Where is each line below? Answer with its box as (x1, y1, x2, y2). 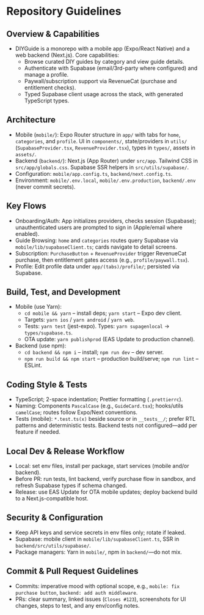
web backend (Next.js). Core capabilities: (15, 51, 120, 59)
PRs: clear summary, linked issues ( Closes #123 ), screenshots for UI (15, 595, 186, 603)
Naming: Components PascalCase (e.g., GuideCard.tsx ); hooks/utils (15, 402, 183, 410)
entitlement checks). (24, 84, 76, 91)
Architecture (6, 115, 56, 125)
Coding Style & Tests (6, 379, 87, 390)
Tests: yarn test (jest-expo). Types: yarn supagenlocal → (24, 323, 170, 330)
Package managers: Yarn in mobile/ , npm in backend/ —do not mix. (15, 548, 182, 556)
